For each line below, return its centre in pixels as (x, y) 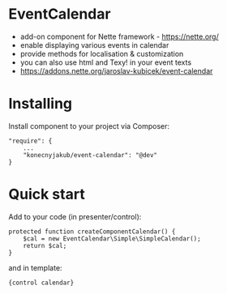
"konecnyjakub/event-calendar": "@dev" (90, 155)
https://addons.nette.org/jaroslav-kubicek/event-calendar (116, 70)
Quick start (47, 194)
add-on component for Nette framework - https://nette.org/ (119, 36)
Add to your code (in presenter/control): (75, 216)
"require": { (30, 141)
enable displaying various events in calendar (94, 45)
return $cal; (45, 245)
